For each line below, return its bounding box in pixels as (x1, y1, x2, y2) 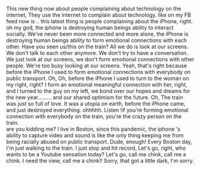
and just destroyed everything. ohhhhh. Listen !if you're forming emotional (6, 107, 189, 113)
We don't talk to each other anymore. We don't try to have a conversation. (6, 50, 188, 56)
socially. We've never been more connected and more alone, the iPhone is (6, 30, 189, 38)
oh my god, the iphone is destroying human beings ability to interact (6, 24, 174, 31)
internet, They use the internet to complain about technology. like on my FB (6, 11, 191, 18)
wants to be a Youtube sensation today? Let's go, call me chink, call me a (6, 151, 186, 157)
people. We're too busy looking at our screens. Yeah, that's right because (6, 62, 187, 69)
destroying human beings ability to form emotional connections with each (6, 37, 187, 44)
